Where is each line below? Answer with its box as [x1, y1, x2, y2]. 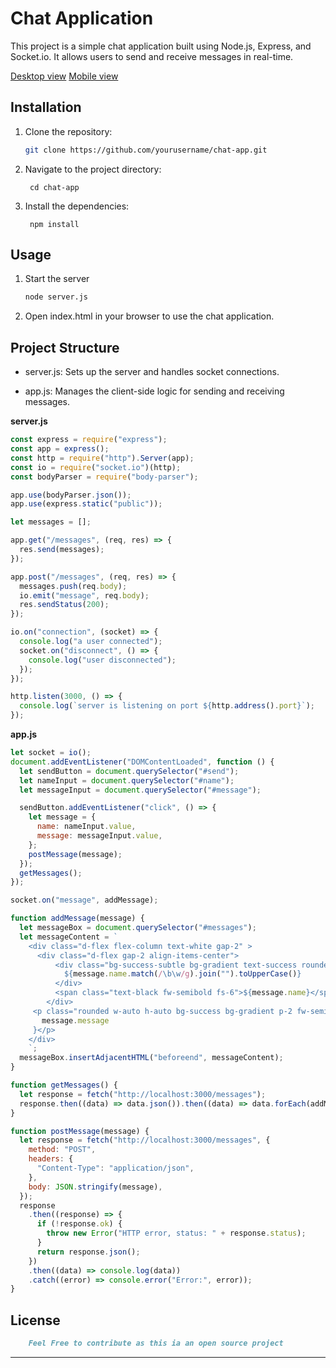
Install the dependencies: [24, 200, 130, 212]
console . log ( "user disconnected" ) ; [28, 655, 177, 665]
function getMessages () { [10, 1080, 118, 1090]
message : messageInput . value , [36, 831, 163, 841]
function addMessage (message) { [10, 913, 145, 924]
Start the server [24, 273, 90, 285]
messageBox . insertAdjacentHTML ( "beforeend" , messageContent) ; [19, 1053, 284, 1063]
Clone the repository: [24, 125, 113, 137]
